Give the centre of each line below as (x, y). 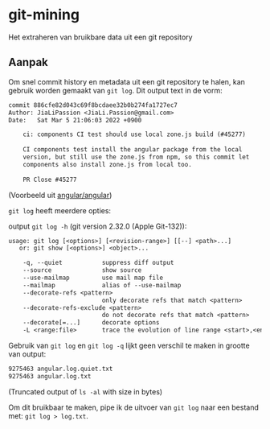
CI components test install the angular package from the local (133, 150)
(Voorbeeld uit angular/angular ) (60, 195)
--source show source (82, 270)
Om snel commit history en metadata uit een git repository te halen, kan (127, 81)
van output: (27, 354)
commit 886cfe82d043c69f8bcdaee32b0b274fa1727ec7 (93, 105)
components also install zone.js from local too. (108, 164)
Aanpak (28, 62)
